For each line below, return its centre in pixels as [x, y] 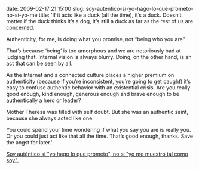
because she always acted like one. [50, 118]
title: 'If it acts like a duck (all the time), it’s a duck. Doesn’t [110, 15]
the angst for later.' [29, 142]
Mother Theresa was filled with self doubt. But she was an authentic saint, [97, 112]
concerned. [20, 27]
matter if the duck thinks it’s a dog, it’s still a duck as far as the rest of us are [100, 21]
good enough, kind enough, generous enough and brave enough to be [93, 94]
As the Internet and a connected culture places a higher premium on [90, 75]
